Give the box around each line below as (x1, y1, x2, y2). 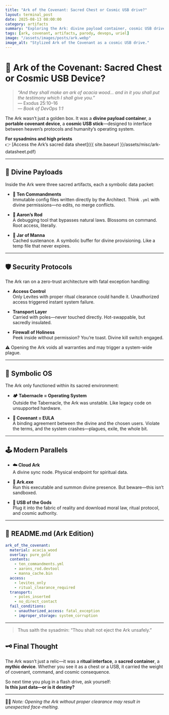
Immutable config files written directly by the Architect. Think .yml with (12, 196, 160, 202)
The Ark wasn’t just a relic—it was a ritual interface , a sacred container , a (5, 658, 160, 664)
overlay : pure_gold (10, 552, 51, 557)
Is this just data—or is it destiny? (5, 684, 75, 690)
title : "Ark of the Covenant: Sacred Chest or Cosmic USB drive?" (5, 7, 147, 13)
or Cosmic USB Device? (5, 73, 106, 84)
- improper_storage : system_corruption (14, 613, 98, 618)
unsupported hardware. (12, 405, 62, 411)
